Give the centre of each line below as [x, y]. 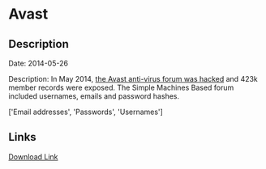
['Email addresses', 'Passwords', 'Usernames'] [86, 112]
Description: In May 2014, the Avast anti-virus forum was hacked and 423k [133, 79]
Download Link [33, 156]
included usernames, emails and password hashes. [94, 96]
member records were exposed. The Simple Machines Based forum [121, 87]
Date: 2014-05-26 [39, 63]
